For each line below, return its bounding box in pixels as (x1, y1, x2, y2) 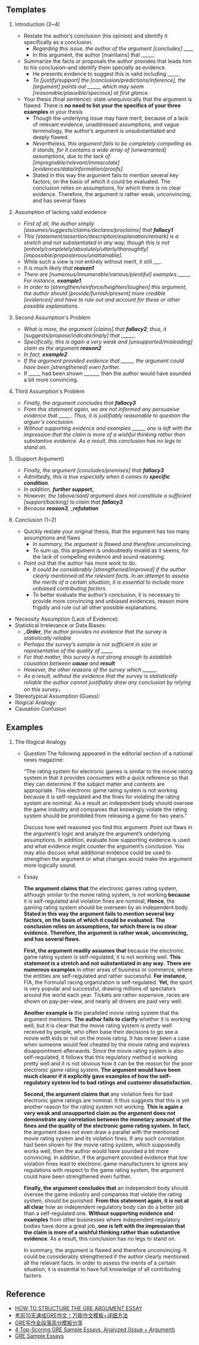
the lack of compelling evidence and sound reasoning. (32, 553, 166, 560)
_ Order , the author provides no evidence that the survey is (23, 628, 168, 635)
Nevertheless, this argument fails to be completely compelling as (32, 140, 192, 147)
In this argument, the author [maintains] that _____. (32, 51, 156, 58)
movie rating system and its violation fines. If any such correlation (23, 1135, 185, 1142)
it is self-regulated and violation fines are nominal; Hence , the (23, 897, 175, 904)
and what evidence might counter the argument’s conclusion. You (23, 842, 185, 850)
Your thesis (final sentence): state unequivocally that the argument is (23, 95, 192, 103)
